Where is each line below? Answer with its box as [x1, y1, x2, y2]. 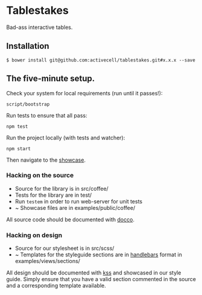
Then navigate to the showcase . [6, 156, 86, 163]
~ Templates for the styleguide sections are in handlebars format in [14, 251, 182, 258]
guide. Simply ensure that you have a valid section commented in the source [6, 276, 196, 283]
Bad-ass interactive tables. [6, 24, 73, 31]
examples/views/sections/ [14, 258, 80, 265]
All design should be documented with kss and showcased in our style [6, 269, 181, 276]
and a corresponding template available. [6, 282, 107, 290]
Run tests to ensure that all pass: [6, 112, 87, 119]
